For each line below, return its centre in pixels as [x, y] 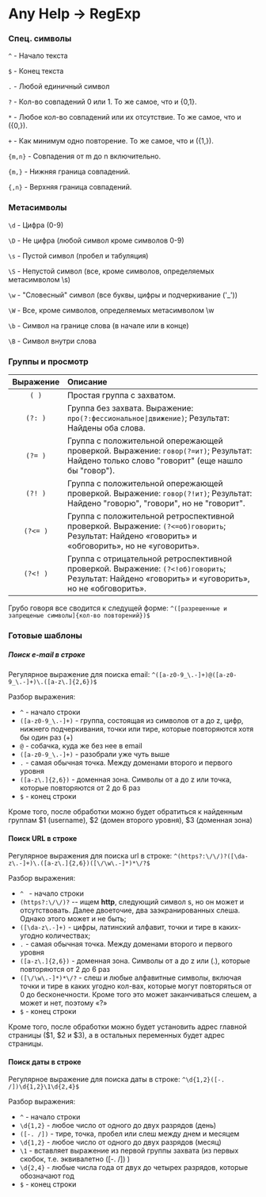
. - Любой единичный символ [59, 86]
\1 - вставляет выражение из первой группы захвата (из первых [129, 1151]
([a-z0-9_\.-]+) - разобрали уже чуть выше [95, 754]
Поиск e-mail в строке [47, 654]
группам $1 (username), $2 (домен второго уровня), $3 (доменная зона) [131, 820]
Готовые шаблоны [46, 635]
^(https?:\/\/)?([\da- [211, 857]
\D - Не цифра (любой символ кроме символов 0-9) [96, 240]
